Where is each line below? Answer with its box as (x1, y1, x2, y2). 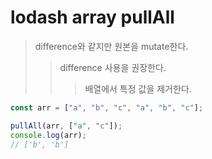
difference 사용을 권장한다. (59, 61, 167, 73)
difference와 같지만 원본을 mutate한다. (34, 40, 189, 52)
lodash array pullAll (10, 6, 175, 29)
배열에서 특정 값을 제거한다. (84, 82, 192, 95)
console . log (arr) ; (10, 130, 87, 140)
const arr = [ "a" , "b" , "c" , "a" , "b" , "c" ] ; (10, 102, 204, 113)
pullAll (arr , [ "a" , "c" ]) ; (10, 121, 123, 131)
